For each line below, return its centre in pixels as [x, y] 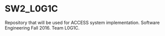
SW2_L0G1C [31, 9]
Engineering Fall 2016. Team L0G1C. [42, 27]
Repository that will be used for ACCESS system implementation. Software [82, 22]
